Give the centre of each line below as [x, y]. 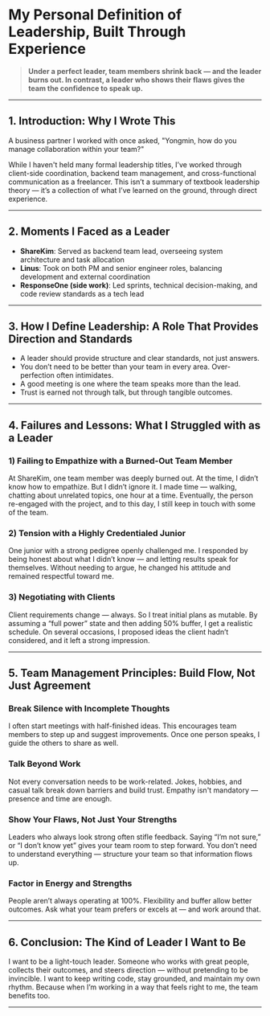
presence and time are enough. [60, 798]
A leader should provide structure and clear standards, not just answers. [139, 358]
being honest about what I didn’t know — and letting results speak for [123, 559]
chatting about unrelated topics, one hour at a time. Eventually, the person [131, 495]
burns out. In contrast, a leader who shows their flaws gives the [136, 80]
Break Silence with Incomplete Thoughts [89, 708]
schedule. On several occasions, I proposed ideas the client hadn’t [119, 632]
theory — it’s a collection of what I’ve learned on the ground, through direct [133, 190]
